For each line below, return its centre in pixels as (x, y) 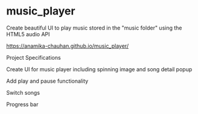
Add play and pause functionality (47, 81)
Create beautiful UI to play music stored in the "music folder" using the (94, 28)
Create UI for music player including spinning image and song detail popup (99, 69)
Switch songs (23, 92)
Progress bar (22, 104)
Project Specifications (34, 57)
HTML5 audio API (28, 34)
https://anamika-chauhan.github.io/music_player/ (67, 46)
